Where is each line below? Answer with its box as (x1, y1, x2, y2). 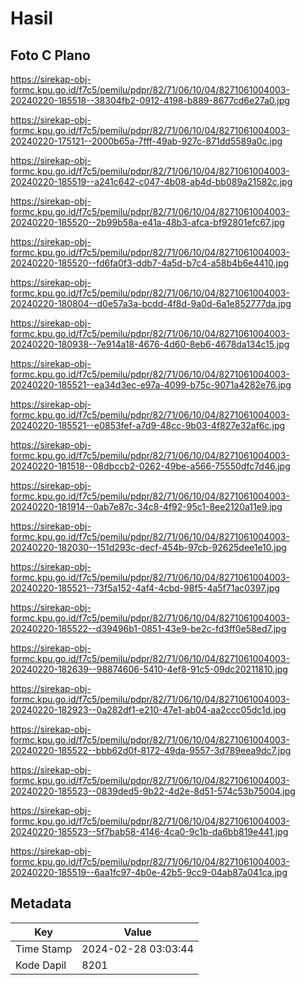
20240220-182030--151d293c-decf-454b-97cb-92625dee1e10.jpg (10, 542, 287, 553)
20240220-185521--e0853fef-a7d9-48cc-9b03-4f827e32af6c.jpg (10, 420, 286, 431)
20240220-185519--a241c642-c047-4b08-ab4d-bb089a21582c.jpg (10, 176, 293, 187)
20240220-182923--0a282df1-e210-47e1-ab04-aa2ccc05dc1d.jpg (10, 704, 287, 716)
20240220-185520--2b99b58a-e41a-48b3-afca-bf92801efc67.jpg (10, 217, 285, 228)
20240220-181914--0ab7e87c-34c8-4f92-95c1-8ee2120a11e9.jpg (10, 501, 283, 512)
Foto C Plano (10, 47, 91, 64)
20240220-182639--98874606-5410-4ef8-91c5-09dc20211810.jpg (10, 663, 288, 675)
